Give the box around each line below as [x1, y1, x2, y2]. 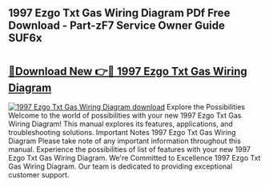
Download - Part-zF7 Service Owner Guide [8, 19, 226, 33]
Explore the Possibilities [167, 102, 246, 111]
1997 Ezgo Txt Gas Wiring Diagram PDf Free [8, 6, 231, 20]
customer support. [8, 170, 70, 179]
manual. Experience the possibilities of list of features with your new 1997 [8, 145, 251, 154]
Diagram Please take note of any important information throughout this [8, 136, 242, 145]
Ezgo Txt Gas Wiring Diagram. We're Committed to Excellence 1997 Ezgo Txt [8, 153, 261, 162]
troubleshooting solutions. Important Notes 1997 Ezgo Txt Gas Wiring [8, 128, 236, 137]
